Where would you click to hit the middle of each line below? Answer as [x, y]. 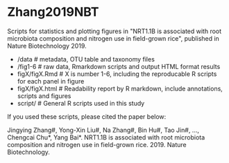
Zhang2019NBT [53, 12]
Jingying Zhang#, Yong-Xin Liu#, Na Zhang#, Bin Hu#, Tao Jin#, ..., [103, 130]
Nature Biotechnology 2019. [47, 46]
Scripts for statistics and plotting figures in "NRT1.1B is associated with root [114, 31]
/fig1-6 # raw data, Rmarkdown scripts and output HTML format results [119, 66]
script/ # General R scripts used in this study [81, 103]
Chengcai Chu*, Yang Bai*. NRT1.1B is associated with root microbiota [106, 137]
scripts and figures [44, 96]
